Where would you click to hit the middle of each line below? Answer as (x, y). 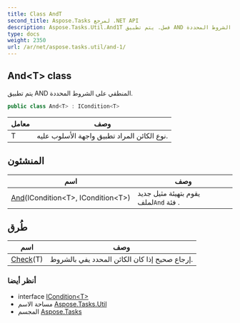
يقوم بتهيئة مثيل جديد (169, 193)
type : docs (24, 34)
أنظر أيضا (22, 281)
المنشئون (26, 161)
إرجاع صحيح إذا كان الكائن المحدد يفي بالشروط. (121, 260)
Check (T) (27, 260)
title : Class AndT (35, 14)
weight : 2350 (27, 41)
